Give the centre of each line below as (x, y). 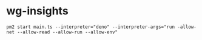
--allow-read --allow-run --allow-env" (68, 32)
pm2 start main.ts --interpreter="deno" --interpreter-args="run (90, 27)
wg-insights (37, 11)
